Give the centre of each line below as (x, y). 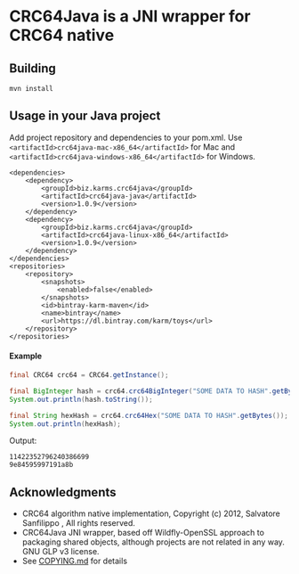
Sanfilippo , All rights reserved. (79, 523)
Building (32, 68)
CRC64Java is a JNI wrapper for (130, 16)
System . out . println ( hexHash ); (65, 424)
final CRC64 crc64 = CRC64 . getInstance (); (89, 375)
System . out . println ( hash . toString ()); (81, 399)
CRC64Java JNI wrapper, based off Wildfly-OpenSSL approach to (143, 533)
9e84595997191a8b (41, 465)
